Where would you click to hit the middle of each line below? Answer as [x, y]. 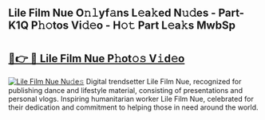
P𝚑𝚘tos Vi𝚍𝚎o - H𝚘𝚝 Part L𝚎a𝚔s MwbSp [133, 26]
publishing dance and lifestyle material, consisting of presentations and [126, 90]
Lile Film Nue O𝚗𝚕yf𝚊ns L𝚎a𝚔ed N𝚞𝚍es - [112, 13]
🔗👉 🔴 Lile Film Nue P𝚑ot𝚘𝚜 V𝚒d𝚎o [97, 58]
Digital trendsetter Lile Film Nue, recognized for [164, 81]
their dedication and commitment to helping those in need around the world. [133, 107]
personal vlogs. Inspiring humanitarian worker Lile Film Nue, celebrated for [131, 99]
